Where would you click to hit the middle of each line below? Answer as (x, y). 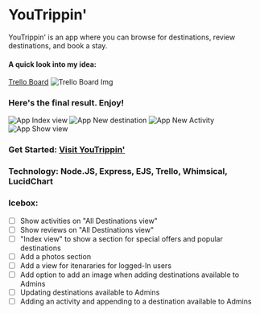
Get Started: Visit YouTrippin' (67, 150)
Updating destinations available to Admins (90, 292)
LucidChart (31, 181)
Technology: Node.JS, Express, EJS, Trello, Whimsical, (118, 171)
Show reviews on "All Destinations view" (87, 229)
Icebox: (23, 203)
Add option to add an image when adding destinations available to (130, 275)
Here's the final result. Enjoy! (66, 103)
